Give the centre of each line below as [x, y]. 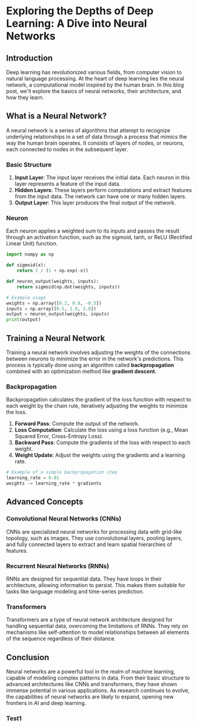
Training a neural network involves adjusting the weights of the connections [98, 352]
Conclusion [28, 657]
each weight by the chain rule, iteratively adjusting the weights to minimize [97, 406]
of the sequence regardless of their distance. [61, 639]
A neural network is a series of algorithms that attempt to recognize [88, 130]
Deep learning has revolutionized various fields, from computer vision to [94, 72]
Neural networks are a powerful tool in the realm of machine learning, [91, 671]
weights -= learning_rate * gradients [54, 484]
